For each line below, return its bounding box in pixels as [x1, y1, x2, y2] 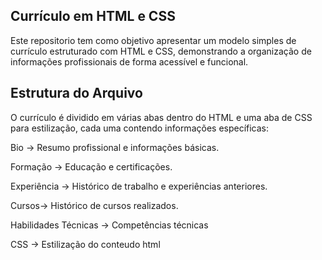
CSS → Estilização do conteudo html [10, 238, 161, 250]
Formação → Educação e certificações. [10, 160, 173, 173]
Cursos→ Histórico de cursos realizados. [10, 199, 179, 211]
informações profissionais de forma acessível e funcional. [10, 55, 249, 68]
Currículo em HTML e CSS [10, 8, 176, 25]
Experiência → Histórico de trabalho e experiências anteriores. [10, 180, 268, 192]
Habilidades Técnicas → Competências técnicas [10, 219, 209, 231]
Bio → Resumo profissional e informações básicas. [10, 141, 220, 153]
